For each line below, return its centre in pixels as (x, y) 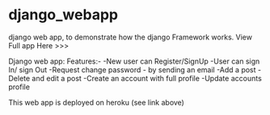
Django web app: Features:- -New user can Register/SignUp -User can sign (134, 61)
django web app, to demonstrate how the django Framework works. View (131, 37)
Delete (19, 78)
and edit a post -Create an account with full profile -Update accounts (147, 78)
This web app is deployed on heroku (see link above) (96, 102)
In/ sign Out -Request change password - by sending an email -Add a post (132, 69)
